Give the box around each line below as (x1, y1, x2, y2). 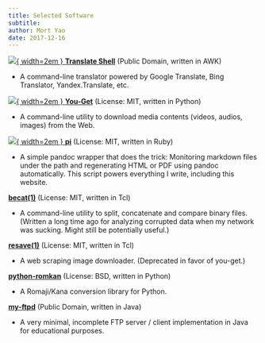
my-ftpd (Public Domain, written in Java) (8, 303, 142, 312)
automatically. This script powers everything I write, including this (19, 169, 235, 179)
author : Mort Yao (8, 26, 66, 34)
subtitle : (8, 19, 41, 27)
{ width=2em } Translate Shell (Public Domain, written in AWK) (16, 56, 222, 66)
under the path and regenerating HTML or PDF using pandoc (19, 160, 219, 171)
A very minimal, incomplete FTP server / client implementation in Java (19, 318, 248, 327)
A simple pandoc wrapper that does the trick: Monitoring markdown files (19, 152, 258, 162)
